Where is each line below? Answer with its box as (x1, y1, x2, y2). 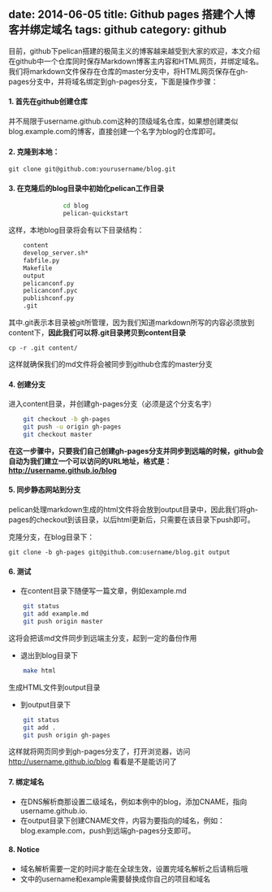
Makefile (23, 263, 53, 272)
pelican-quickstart (63, 210, 129, 218)
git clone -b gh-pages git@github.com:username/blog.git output (8, 548, 231, 557)
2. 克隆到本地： (8, 146, 60, 156)
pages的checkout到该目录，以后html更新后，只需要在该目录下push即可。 (8, 515, 255, 524)
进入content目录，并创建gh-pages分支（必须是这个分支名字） (8, 399, 217, 409)
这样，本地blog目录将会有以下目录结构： (8, 225, 145, 235)
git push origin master (23, 617, 104, 626)
